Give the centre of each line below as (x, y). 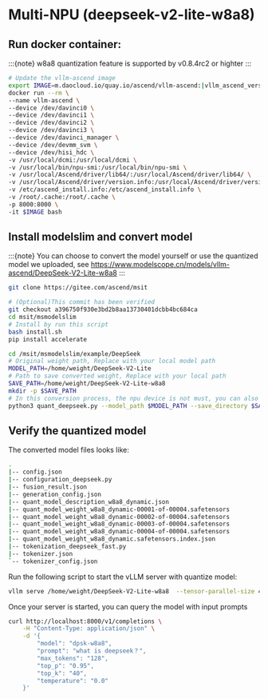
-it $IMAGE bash (35, 212)
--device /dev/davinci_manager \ (64, 138)
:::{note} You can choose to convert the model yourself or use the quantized (133, 256)
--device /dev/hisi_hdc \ (51, 152)
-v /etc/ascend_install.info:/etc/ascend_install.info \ (105, 190)
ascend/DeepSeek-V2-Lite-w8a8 (63, 273)
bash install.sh (35, 332)
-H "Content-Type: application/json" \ (89, 629)
